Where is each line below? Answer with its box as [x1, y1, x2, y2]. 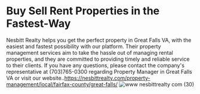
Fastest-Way [6, 17, 71, 30]
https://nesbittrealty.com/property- [64, 74, 150, 82]
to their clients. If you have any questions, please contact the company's [6, 61, 185, 69]
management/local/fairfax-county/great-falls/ [6, 80, 118, 87]
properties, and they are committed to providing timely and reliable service [6, 55, 190, 62]
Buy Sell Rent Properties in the [6, 4, 160, 18]
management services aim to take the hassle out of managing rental [6, 49, 173, 56]
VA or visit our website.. [6, 74, 64, 82]
